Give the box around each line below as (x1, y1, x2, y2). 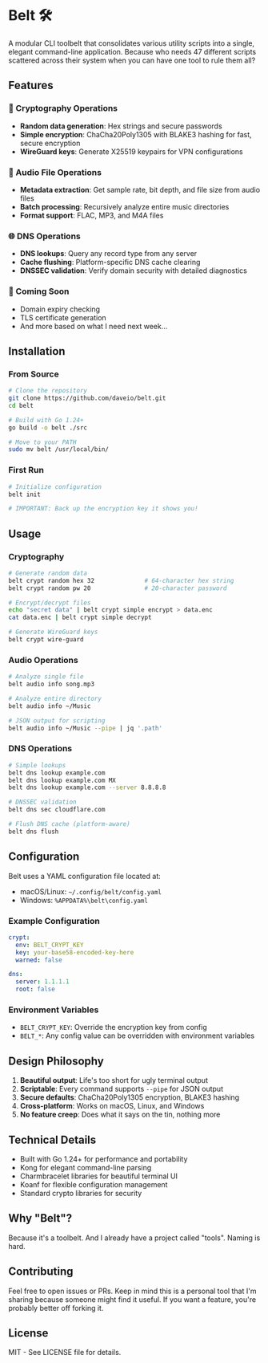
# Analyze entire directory (8, 694, 102, 702)
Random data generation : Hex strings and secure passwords (19, 121, 222, 131)
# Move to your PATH (8, 438, 78, 446)
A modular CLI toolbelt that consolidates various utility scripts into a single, (8, 38, 254, 48)
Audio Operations (8, 654, 78, 665)
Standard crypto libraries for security (19, 1188, 142, 1198)
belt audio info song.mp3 (8, 680, 94, 689)
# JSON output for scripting (8, 716, 106, 725)
